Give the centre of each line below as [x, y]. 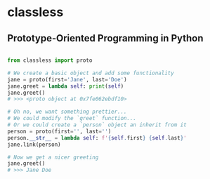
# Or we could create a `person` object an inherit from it [97, 125]
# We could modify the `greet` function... [72, 119]
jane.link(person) [34, 145]
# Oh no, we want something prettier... [67, 112]
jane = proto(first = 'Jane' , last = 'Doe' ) [67, 79]
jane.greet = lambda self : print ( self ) [66, 86]
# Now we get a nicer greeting [53, 157]
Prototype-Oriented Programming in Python [105, 38]
